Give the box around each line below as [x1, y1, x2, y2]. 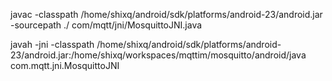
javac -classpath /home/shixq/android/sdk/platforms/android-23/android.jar [10, 9, 323, 20]
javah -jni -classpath [10, 39, 95, 50]
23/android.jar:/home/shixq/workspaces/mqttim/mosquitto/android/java [10, 49, 307, 61]
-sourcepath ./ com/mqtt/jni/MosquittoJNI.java [10, 19, 203, 31]
